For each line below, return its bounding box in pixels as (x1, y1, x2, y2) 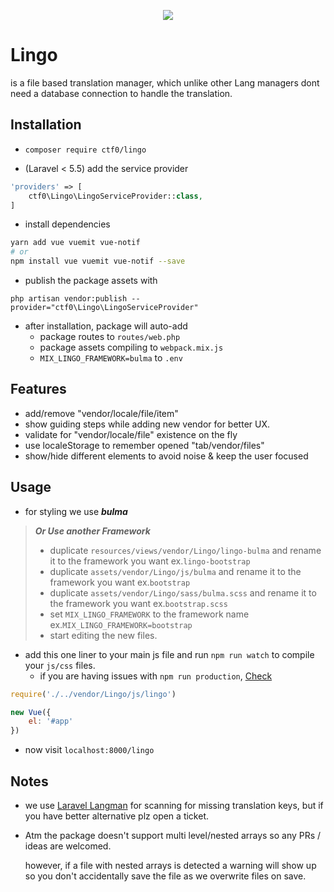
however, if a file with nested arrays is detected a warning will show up (24, 859, 317, 871)
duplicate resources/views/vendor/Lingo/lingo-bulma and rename (49, 544, 322, 556)
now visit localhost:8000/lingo (24, 744, 155, 756)
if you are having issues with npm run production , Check (39, 670, 273, 682)
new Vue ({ (10, 707, 52, 717)
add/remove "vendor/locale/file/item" (24, 407, 179, 419)
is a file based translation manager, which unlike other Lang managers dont (10, 76, 320, 89)
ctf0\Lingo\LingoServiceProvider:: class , (28, 191, 203, 201)
